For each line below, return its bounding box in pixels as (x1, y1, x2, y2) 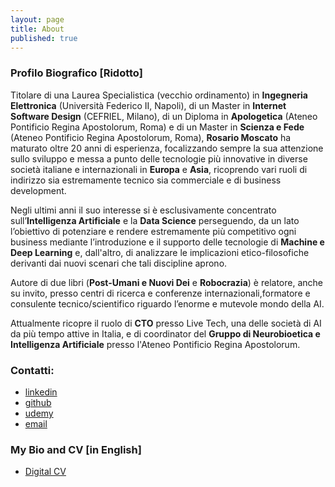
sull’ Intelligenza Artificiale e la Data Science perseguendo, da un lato (10, 214, 300, 226)
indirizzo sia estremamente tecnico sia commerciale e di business (10, 174, 282, 186)
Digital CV (24, 466, 67, 478)
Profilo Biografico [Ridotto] (10, 66, 143, 80)
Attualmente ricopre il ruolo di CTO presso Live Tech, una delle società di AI (10, 317, 322, 329)
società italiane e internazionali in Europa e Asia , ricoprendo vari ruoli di (10, 163, 308, 175)
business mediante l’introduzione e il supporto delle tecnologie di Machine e (10, 236, 325, 248)
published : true (10, 33, 78, 43)
